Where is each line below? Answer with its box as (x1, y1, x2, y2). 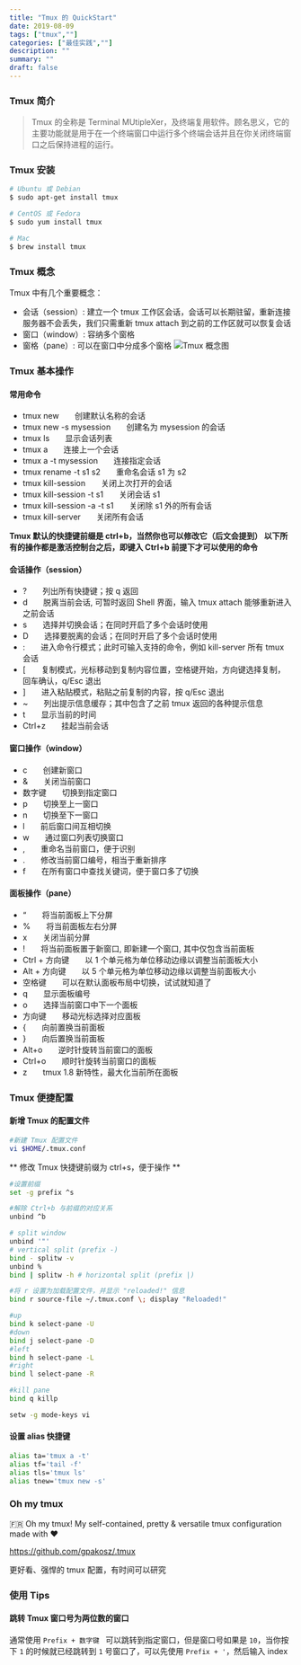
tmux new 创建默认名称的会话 (22, 411, 146, 421)
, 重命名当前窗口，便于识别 (22, 843, 136, 854)
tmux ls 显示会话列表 (22, 433, 113, 444)
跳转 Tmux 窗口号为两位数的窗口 (9, 1613, 129, 1624)
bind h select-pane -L (9, 1353, 94, 1362)
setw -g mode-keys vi (9, 1410, 91, 1420)
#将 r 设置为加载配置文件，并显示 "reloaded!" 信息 (9, 1287, 185, 1296)
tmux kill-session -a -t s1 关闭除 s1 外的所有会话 (22, 500, 213, 511)
